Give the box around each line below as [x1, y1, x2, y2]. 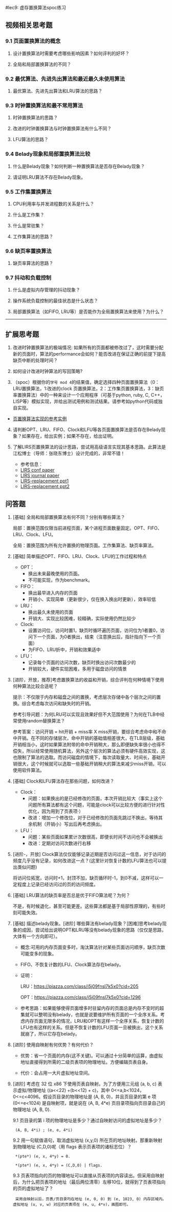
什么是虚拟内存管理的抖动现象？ [12, 287, 80, 293]
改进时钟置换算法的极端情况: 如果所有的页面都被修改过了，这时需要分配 [12, 344, 164, 350]
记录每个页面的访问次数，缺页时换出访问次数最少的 [28, 659, 136, 666]
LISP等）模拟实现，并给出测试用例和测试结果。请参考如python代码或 [12, 398, 159, 404]
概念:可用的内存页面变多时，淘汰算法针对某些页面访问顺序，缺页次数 [20, 944, 165, 950]
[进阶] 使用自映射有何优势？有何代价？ [12, 1042, 94, 1048]
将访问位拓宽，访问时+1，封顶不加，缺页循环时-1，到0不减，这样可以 [12, 875, 159, 881]
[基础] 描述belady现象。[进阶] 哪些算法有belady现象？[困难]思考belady [12, 921, 162, 927]
